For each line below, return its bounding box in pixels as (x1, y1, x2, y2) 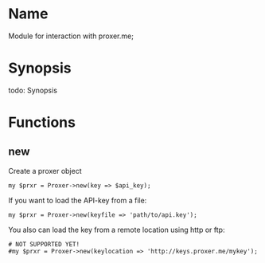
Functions (8, 113, 76, 131)
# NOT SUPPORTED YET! (8, 240, 80, 248)
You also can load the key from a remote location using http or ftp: (8, 225, 225, 234)
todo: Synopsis (8, 85, 58, 95)
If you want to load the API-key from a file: (8, 195, 147, 205)
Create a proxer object (8, 166, 82, 175)
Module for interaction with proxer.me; (8, 31, 134, 41)
